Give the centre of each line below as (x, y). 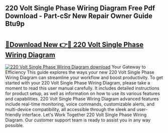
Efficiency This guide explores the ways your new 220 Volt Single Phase (80, 72)
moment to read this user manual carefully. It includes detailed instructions (82, 88)
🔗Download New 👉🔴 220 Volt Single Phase (74, 44)
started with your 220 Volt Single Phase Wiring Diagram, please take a (78, 83)
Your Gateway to (129, 67)
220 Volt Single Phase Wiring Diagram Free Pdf (80, 8)
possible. (15, 125)
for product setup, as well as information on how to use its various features (83, 93)
